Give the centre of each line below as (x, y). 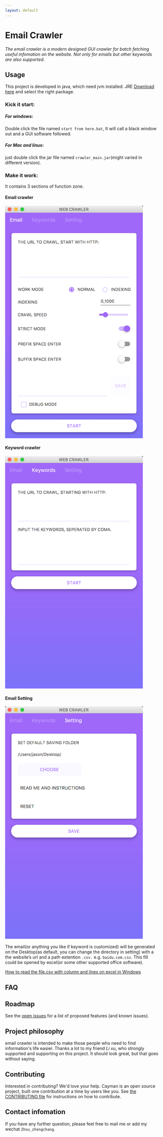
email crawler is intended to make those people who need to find (70, 1043)
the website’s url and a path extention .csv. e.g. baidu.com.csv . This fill (77, 957)
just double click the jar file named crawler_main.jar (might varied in (74, 158)
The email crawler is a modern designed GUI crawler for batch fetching (77, 49)
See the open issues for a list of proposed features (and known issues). (77, 1016)
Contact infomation (35, 1112)
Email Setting (19, 698)
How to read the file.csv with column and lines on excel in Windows (73, 972)
